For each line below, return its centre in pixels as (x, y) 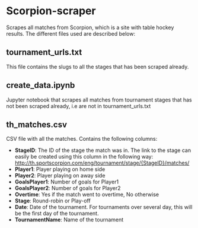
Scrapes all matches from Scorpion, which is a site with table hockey (90, 27)
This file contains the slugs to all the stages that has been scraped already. (98, 66)
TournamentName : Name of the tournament (69, 220)
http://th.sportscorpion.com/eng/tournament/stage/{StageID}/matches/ (102, 163)
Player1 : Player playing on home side (60, 169)
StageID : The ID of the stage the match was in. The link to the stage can (103, 150)
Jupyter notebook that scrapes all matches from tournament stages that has (99, 100)
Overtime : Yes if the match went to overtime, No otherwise (87, 195)
